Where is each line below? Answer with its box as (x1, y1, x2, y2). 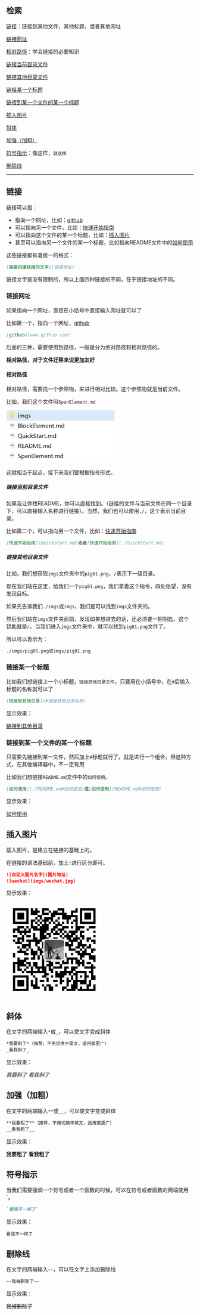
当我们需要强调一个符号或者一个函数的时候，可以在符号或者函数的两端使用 (6, 1186, 189, 1194)
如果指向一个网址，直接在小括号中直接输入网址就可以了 (6, 307, 142, 314)
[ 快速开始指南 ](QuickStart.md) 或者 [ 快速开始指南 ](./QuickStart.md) (6, 540, 165, 546)
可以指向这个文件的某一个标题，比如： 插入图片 (14, 231, 130, 239)
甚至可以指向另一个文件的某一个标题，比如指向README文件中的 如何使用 (14, 239, 193, 246)
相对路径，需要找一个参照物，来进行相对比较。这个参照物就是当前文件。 (6, 385, 183, 392)
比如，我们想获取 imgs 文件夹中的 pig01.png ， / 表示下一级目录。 (6, 570, 159, 577)
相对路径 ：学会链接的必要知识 (6, 48, 79, 55)
